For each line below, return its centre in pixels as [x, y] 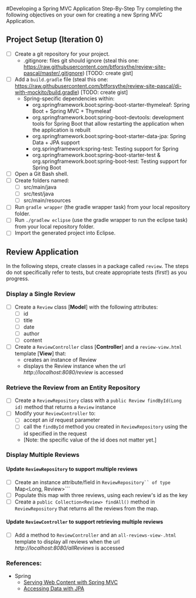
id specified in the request [55, 433]
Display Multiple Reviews [43, 455]
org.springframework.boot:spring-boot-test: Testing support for [109, 161]
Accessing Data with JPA [54, 589]
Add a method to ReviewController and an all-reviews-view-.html [95, 535]
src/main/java [40, 187]
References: [24, 563]
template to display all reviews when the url [67, 542]
